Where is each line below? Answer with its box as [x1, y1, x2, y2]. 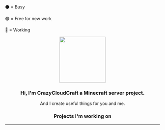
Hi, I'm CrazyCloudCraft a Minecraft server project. [20, 89, 145, 96]
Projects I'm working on [54, 113, 111, 120]
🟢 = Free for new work [5, 16, 52, 21]
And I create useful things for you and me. [40, 101, 125, 106]
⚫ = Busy [5, 4, 25, 10]
